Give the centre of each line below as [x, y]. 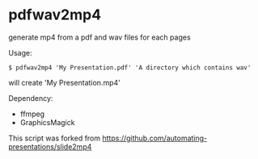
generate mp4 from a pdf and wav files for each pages [100, 37]
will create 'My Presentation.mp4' [65, 82]
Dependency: [31, 98]
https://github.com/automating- [155, 138]
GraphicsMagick [47, 122]
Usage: [20, 52]
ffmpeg [32, 114]
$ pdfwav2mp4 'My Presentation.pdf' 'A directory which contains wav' [130, 67]
